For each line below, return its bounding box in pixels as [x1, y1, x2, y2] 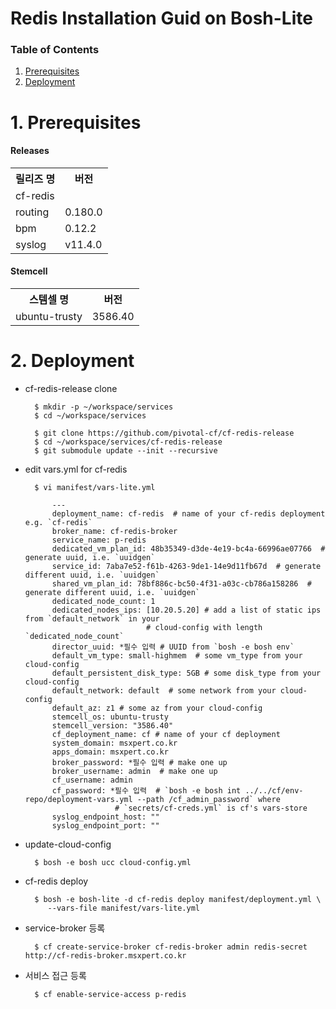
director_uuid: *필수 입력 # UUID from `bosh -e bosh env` [51, 642, 295, 652]
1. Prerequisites [10, 111, 142, 134]
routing [15, 205, 50, 219]
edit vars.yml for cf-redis [24, 463, 128, 476]
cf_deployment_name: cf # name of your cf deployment [51, 730, 281, 740]
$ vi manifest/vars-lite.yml [34, 483, 156, 493]
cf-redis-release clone [24, 383, 118, 395]
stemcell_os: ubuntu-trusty [51, 712, 169, 722]
